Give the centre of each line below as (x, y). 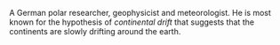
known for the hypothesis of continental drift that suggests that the (132, 22)
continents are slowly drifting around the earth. (95, 31)
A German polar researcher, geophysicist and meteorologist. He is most (140, 13)
